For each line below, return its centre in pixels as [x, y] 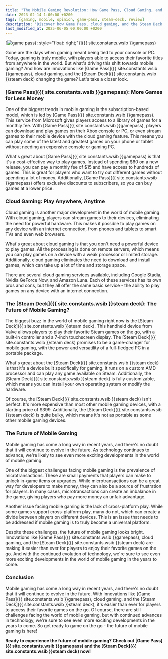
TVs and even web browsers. [35, 234]
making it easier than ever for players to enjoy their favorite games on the [81, 548]
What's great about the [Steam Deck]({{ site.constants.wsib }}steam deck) [82, 363]
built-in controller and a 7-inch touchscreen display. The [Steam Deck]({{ [81, 337]
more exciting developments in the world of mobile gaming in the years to [81, 559]
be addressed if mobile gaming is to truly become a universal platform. [78, 522]
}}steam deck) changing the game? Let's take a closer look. [67, 79]
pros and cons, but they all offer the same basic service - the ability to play [82, 285]
